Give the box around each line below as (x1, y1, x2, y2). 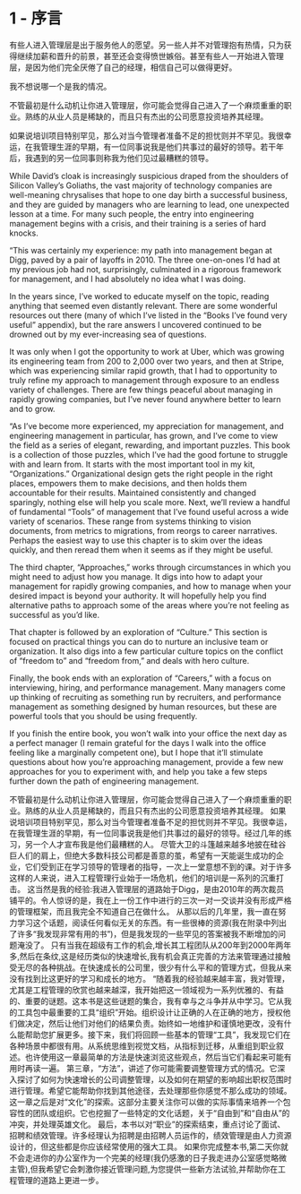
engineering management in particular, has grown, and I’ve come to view (9, 430, 279, 441)
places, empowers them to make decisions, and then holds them (9, 477, 248, 488)
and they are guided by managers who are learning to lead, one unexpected (9, 199, 289, 210)
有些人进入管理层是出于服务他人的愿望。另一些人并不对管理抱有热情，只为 (9, 39, 284, 50)
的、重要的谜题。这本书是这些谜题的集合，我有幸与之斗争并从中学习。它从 (9, 995, 284, 1006)
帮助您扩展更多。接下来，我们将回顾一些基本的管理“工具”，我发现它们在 (24, 1029, 291, 1040)
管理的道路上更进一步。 (16, 1174, 104, 1185)
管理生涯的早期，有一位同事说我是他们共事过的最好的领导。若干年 (39, 141, 284, 152)
